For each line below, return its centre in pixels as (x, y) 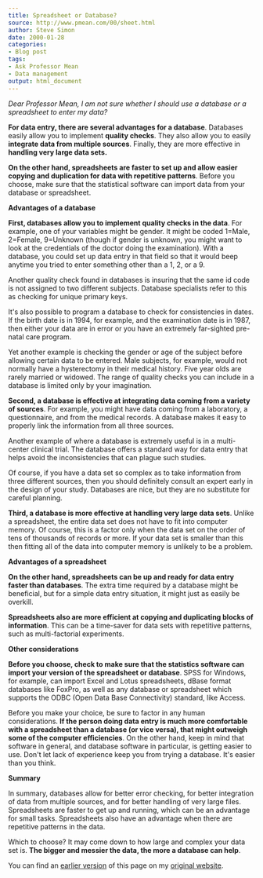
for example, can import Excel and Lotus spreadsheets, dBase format (120, 681)
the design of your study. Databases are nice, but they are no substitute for (129, 489)
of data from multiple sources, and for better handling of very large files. (124, 801)
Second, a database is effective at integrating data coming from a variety (129, 401)
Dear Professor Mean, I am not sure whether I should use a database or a (127, 104)
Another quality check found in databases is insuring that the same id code (129, 280)
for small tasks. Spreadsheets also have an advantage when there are (121, 818)
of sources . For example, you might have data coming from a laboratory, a (128, 408)
